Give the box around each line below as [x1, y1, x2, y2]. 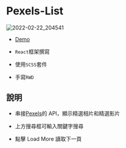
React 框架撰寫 [14, 48, 50, 55]
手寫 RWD [14, 73, 34, 80]
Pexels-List [6, 4, 64, 18]
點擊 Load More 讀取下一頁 [14, 135, 82, 142]
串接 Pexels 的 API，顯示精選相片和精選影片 [14, 110, 121, 117]
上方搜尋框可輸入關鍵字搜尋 [14, 122, 84, 129]
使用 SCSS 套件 [14, 61, 47, 68]
